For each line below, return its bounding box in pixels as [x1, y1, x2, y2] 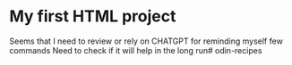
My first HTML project [9, 6, 176, 27]
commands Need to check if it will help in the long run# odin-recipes [9, 45, 262, 55]
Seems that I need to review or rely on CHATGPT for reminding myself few [9, 36, 284, 46]
